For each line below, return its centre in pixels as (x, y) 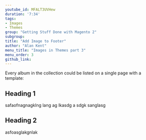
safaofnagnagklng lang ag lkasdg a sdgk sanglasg (55, 105)
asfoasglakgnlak (21, 132)
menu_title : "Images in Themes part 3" (46, 50)
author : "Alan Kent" (26, 46)
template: (15, 78)
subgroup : (15, 37)
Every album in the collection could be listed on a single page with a (73, 73)
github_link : (18, 59)
